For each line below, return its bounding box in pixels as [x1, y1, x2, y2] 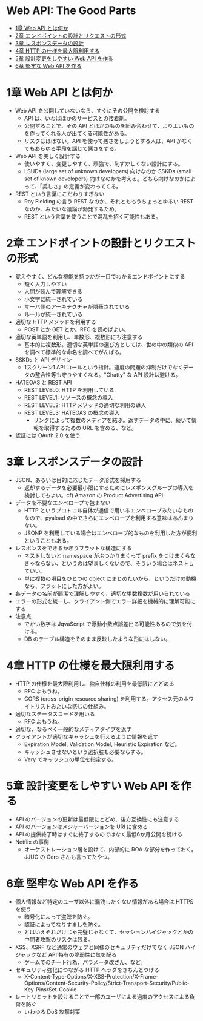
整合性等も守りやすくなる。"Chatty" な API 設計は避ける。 [35, 371, 181, 378]
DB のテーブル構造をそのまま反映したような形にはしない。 [24, 635, 171, 643]
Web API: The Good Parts [6, 4, 136, 18]
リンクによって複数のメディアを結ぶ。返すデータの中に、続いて [33, 416, 192, 424]
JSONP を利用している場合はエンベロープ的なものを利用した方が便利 [24, 529, 198, 537]
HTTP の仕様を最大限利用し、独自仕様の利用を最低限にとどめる [15, 679, 175, 687]
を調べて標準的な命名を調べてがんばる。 [24, 348, 125, 355]
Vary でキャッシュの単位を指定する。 [24, 755, 117, 763]
